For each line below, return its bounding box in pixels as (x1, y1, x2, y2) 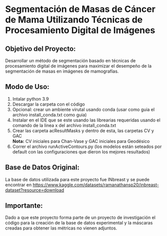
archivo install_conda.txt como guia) (12, 112, 87, 118)
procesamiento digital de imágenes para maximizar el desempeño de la (5, 63, 152, 69)
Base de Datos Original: (5, 163, 80, 172)
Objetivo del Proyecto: (5, 44, 76, 53)
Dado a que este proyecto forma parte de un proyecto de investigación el (5, 215, 156, 221)
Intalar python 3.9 (12, 96, 49, 102)
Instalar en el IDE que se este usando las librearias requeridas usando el (12, 117, 161, 123)
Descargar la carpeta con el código (12, 101, 85, 107)
